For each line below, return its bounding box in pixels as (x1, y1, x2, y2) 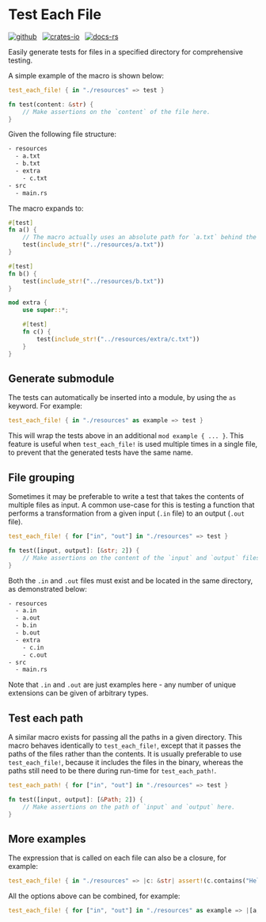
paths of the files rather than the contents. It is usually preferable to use (8, 749, 242, 759)
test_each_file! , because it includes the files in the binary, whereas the (8, 758, 244, 768)
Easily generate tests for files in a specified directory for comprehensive (8, 47, 244, 56)
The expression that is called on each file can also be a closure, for (8, 853, 227, 863)
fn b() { (8, 269, 37, 278)
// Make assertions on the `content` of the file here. (22, 108, 211, 116)
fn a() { (8, 226, 37, 234)
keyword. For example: (8, 402, 83, 411)
